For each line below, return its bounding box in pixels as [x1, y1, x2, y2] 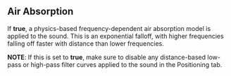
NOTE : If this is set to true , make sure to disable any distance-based [7, 53, 206, 61]
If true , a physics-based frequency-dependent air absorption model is [7, 24, 211, 32]
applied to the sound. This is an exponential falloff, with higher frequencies [7, 32, 224, 40]
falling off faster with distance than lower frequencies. [7, 39, 164, 48]
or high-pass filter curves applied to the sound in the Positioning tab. [23, 60, 223, 69]
